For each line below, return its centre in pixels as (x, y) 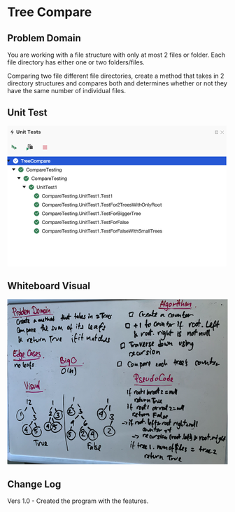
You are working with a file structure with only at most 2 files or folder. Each (116, 55)
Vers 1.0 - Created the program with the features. (78, 501)
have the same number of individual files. (66, 91)
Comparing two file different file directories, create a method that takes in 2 (116, 76)
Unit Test (27, 113)
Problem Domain (44, 38)
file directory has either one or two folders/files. (76, 62)
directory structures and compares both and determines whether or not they (117, 83)
